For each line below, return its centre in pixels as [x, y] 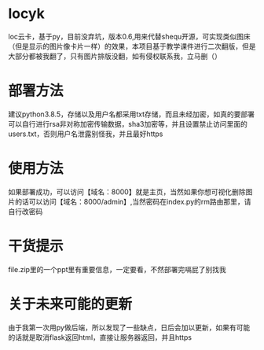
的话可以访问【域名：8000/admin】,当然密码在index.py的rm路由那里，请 [133, 201]
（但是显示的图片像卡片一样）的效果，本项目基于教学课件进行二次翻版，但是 [132, 46]
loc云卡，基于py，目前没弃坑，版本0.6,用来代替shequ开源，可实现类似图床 [130, 36]
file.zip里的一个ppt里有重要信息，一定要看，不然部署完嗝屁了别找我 [117, 269]
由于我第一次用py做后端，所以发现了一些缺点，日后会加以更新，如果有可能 [129, 327]
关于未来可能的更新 [70, 304]
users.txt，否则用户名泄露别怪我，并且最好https [86, 134]
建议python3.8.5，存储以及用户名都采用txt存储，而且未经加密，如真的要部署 [132, 114]
